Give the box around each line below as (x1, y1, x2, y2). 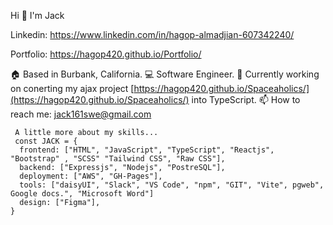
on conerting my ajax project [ (10, 83, 135, 94)
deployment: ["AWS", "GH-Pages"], (19, 171, 163, 181)
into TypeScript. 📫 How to (191, 94, 301, 105)
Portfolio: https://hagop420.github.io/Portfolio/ (10, 48, 202, 60)
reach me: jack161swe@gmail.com (10, 108, 152, 120)
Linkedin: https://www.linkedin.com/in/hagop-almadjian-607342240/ (10, 29, 295, 40)
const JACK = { (14, 136, 78, 146)
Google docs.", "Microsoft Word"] (10, 189, 155, 199)
